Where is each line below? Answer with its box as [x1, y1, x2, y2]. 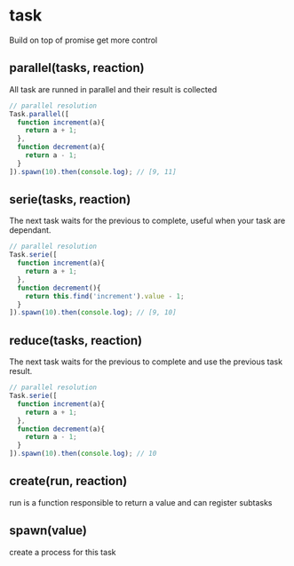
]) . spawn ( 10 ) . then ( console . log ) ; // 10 [9, 450, 157, 458]
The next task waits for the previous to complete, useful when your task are [9, 215, 286, 227]
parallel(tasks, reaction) [9, 60, 145, 76]
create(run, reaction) [9, 474, 128, 489]
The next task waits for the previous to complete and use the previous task [9, 356, 282, 367]
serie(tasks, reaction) [9, 192, 131, 207]
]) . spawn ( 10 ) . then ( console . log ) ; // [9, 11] [9, 167, 177, 176]
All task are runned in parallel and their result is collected [9, 84, 218, 94]
